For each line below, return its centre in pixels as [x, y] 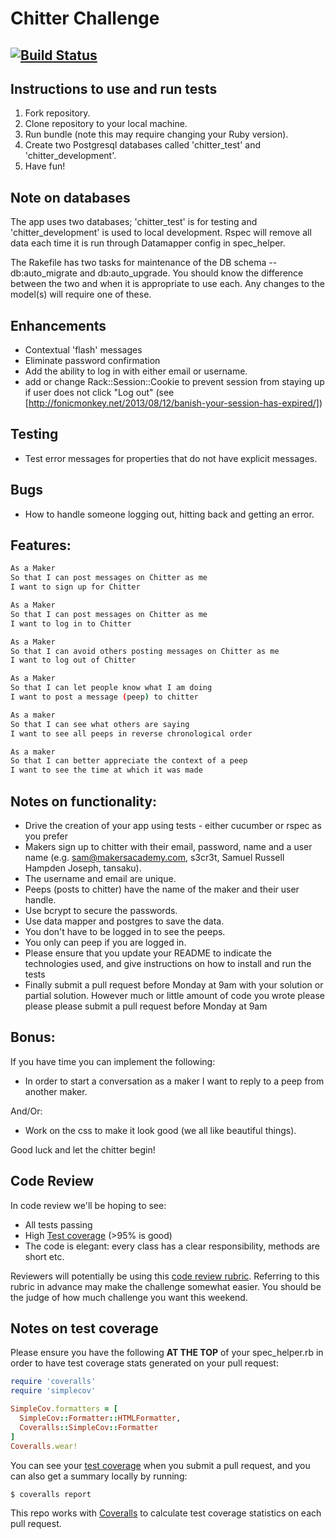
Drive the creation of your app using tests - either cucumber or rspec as [173, 826]
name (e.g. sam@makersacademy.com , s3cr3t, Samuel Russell [154, 858]
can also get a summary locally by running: [99, 1476]
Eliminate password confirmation [92, 361]
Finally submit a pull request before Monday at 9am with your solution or [174, 985]
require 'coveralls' [53, 1382]
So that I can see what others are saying [100, 724]
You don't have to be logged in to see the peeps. [125, 932]
